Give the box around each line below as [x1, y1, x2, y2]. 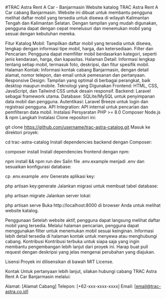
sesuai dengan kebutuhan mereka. [5, 31, 76, 36]
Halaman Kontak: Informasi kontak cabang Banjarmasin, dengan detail [5, 67, 149, 73]
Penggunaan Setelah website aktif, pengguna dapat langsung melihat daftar [5, 217, 161, 223]
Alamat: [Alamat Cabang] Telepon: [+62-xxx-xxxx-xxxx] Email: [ [5, 284, 136, 289]
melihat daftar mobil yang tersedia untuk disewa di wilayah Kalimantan [5, 15, 149, 20]
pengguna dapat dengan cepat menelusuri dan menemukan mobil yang [5, 25, 152, 31]
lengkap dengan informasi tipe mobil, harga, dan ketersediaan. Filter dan [5, 46, 154, 51]
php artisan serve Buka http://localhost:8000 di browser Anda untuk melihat [5, 202, 161, 208]
